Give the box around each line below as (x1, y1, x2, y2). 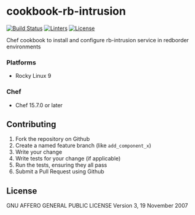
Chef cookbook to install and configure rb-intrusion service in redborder (6, 36, 189, 43)
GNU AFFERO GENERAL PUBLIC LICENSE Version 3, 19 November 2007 (6, 202, 188, 209)
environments (6, 43, 41, 50)
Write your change (15, 148, 63, 156)
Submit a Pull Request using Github (15, 168, 104, 175)
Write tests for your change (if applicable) (15, 155, 121, 162)
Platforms (6, 58, 37, 67)
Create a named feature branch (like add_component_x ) (15, 142, 151, 149)
